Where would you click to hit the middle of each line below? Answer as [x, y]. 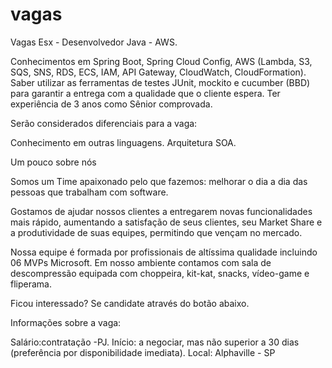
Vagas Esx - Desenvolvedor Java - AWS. [94, 42]
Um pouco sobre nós [53, 162]
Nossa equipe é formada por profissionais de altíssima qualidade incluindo [164, 252]
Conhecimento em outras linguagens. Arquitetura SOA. [123, 142]
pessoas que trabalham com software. [89, 192]
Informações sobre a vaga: [66, 322]
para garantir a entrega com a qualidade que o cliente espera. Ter [145, 93]
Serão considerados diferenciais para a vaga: [104, 123]
